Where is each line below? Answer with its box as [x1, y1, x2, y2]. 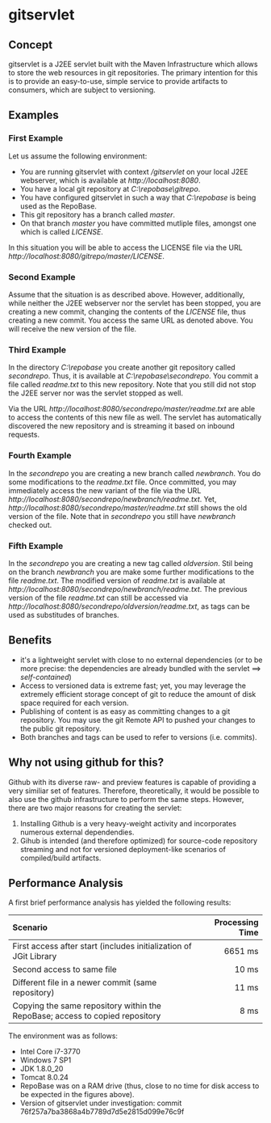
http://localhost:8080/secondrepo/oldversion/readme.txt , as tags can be [8, 601, 250, 611]
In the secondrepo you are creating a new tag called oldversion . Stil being [8, 558, 253, 568]
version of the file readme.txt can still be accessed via [8, 593, 189, 602]
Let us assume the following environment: [8, 151, 148, 161]
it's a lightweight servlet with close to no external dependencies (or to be [19, 655, 264, 665]
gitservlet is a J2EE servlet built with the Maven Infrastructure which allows [8, 59, 258, 69]
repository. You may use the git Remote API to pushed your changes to [19, 715, 256, 724]
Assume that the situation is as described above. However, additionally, [8, 289, 245, 299]
